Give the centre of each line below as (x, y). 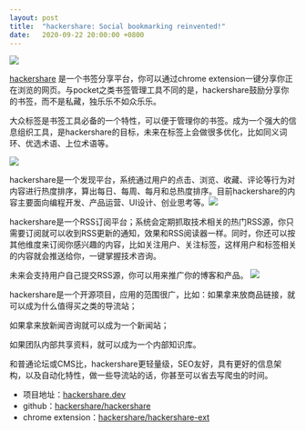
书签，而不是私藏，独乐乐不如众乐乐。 (89, 102)
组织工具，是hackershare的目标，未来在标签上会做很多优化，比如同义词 (152, 132)
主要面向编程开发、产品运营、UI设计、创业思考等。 (113, 203)
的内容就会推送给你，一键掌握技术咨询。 (85, 256)
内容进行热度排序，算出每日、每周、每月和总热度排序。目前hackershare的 (148, 191)
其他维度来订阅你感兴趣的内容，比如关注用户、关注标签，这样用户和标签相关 (153, 245)
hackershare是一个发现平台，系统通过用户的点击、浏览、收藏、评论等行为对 (153, 180)
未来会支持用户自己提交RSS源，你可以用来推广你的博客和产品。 (129, 276)
